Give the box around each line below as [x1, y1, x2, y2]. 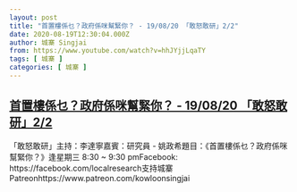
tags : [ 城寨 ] [9, 54, 64, 63]
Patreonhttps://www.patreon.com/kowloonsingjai [9, 172, 191, 183]
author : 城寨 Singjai [9, 38, 88, 47]
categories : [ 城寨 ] [9, 63, 88, 72]
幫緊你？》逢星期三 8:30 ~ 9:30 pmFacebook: [9, 151, 179, 162]
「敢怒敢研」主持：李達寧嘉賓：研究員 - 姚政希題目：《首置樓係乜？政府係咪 [9, 140, 288, 151]
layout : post [9, 13, 58, 22]
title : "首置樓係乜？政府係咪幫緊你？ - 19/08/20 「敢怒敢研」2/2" [9, 21, 239, 30]
